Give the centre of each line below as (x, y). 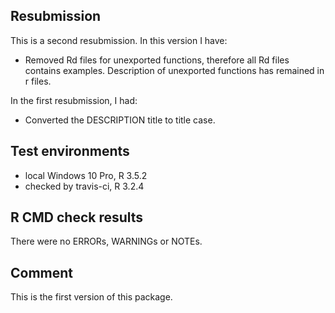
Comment (42, 272)
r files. (38, 81)
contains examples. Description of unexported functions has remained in (174, 70)
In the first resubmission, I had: (74, 100)
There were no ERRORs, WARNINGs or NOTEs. (106, 241)
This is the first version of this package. (91, 297)
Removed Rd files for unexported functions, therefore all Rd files (157, 60)
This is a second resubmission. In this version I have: (119, 40)
